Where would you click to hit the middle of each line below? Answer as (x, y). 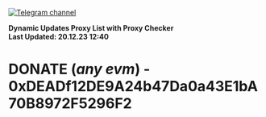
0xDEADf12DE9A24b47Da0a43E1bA (133, 87)
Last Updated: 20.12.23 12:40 (58, 37)
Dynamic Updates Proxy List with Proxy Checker (91, 28)
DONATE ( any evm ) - (79, 69)
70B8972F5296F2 (70, 104)
